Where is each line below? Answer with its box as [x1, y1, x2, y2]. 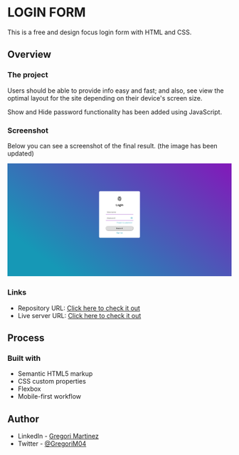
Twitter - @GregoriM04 [17, 439, 87, 448]
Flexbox [17, 384, 41, 393]
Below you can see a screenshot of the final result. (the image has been [7, 141, 218, 150]
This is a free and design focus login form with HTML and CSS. [7, 28, 192, 36]
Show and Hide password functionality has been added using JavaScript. [7, 108, 223, 116]
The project [7, 70, 48, 80]
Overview [7, 48, 52, 61]
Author [7, 413, 39, 425]
